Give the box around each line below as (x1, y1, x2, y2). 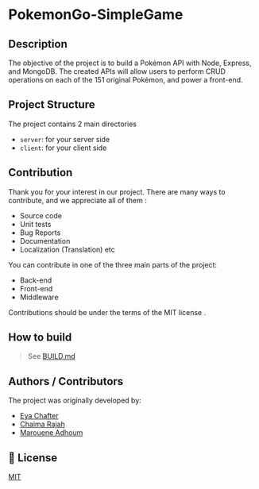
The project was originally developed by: (8, 395, 141, 406)
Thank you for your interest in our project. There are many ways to (8, 187, 226, 196)
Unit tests (19, 219, 52, 229)
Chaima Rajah (19, 419, 65, 429)
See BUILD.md (27, 352, 75, 361)
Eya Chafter (19, 411, 59, 421)
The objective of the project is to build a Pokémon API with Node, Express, (8, 58, 252, 67)
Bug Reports (19, 228, 61, 237)
